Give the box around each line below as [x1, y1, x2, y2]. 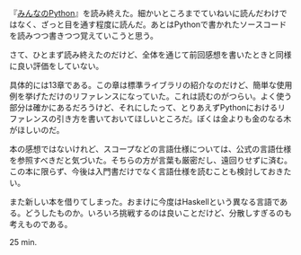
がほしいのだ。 [9, 125, 65, 135]
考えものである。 [9, 219, 73, 229]
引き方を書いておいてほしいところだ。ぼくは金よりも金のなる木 [56, 113, 292, 124]
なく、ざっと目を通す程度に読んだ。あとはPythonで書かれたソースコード [16, 19, 288, 30]
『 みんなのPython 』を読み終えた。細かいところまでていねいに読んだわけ [9, 8, 280, 18]
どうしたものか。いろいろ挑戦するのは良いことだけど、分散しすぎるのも [24, 207, 292, 218]
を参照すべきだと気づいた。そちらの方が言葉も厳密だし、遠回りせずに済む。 [9, 155, 293, 165]
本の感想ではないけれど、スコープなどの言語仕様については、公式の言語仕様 [9, 144, 292, 154]
